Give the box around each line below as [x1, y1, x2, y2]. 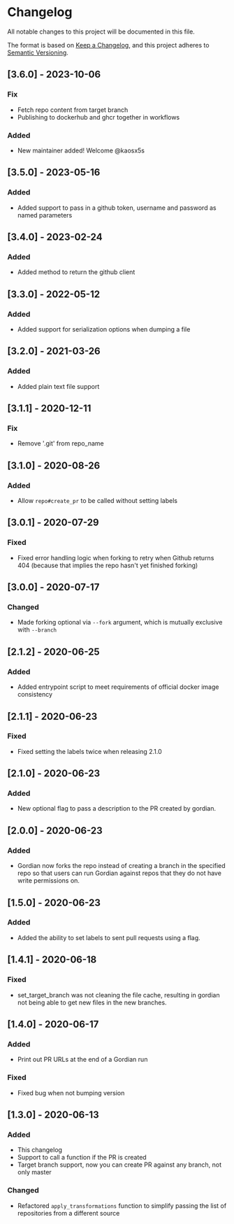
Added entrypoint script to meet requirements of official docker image [17, 683, 219, 691]
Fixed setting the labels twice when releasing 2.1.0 [17, 747, 162, 755]
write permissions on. [17, 876, 80, 885]
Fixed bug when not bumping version [17, 1088, 125, 1097]
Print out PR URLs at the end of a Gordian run [17, 1055, 148, 1064]
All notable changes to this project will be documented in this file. [7, 27, 196, 36]
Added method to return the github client [17, 268, 136, 276]
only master [17, 1168, 52, 1176]
